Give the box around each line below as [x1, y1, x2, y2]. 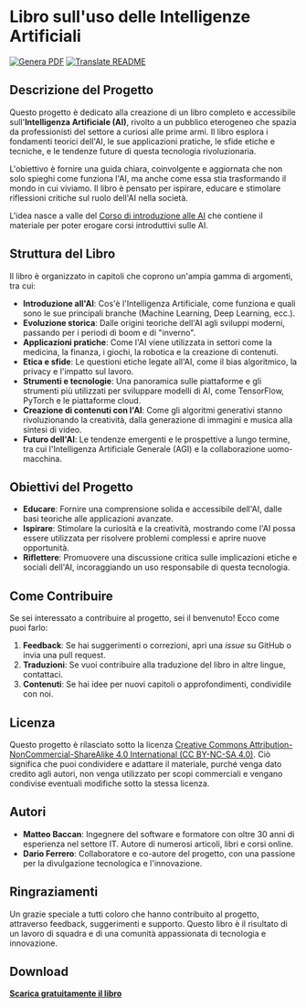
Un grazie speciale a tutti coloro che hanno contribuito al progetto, [9, 908, 259, 919]
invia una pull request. [22, 650, 107, 661]
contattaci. [22, 669, 64, 680]
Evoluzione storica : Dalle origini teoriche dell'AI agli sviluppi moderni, [22, 317, 286, 328]
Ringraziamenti [9, 884, 99, 900]
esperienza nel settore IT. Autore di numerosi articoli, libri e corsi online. [22, 838, 294, 849]
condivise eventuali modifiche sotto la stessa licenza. [9, 778, 210, 789]
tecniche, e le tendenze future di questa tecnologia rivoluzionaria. [9, 145, 257, 156]
